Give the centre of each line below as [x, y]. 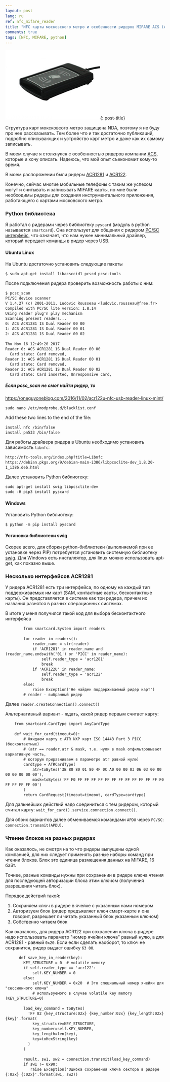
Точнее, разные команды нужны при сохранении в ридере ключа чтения [84, 875]
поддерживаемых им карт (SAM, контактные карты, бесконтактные [79, 593]
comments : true [21, 32]
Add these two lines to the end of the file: [48, 418]
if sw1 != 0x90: [40, 1064]
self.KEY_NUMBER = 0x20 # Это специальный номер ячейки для [98, 983]
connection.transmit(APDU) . [34, 825]
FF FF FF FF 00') [24, 785]
